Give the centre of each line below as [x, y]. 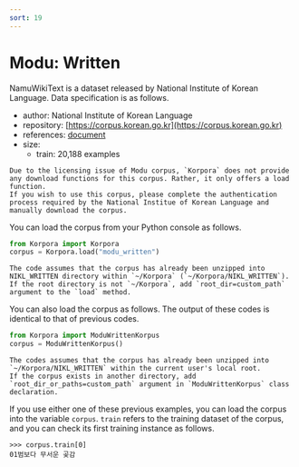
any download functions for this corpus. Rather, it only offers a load [149, 178]
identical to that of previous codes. [74, 319]
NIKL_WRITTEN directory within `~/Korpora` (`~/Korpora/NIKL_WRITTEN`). [149, 277]
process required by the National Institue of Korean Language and [140, 202]
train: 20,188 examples [78, 154]
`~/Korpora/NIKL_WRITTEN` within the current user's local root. [135, 369]
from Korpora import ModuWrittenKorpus [85, 336]
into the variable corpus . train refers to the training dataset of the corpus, [147, 419]
